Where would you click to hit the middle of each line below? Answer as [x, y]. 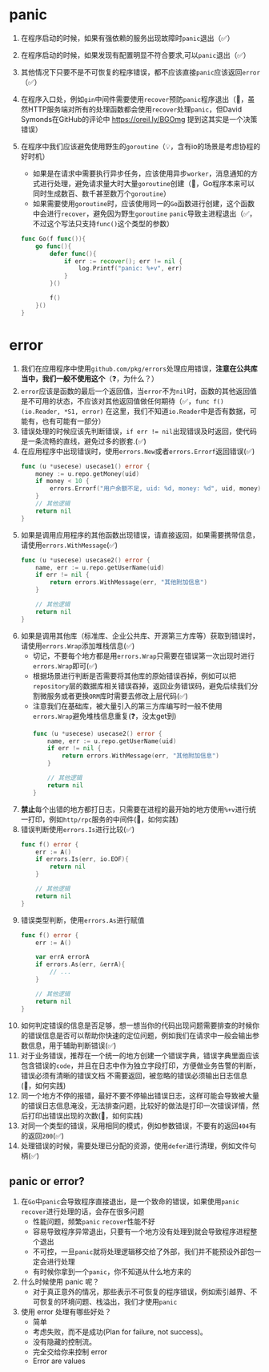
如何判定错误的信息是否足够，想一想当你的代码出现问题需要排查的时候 [137, 1025]
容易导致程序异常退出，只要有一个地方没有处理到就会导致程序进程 [141, 1232]
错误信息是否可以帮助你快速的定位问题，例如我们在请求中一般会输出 [140, 1035]
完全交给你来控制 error [70, 1352]
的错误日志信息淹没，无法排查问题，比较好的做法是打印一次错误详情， [137, 1106]
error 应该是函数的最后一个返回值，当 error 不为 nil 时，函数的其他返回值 [139, 391]
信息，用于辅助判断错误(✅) [72, 1045]
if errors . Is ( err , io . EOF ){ [82, 859]
